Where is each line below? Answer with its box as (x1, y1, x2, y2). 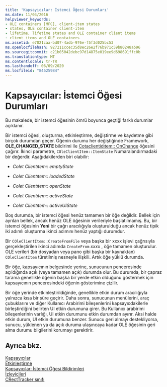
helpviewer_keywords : (5, 17, 51, 22)
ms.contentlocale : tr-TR (5, 59, 57, 64)
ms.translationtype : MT (5, 54, 55, 59)
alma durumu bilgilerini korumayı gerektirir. (5, 327, 94, 333)
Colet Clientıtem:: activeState (12, 192, 73, 199)
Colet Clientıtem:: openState (12, 183, 71, 189)
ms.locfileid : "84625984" (5, 68, 59, 73)
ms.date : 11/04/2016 (5, 12, 49, 17)
